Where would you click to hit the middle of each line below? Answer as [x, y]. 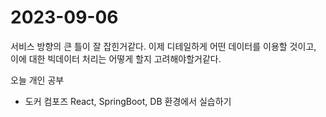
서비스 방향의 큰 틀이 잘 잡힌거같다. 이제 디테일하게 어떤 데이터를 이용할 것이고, [163, 46]
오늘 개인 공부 [37, 80]
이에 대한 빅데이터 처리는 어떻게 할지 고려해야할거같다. [116, 58]
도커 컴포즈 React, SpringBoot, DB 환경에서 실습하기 [128, 101]
